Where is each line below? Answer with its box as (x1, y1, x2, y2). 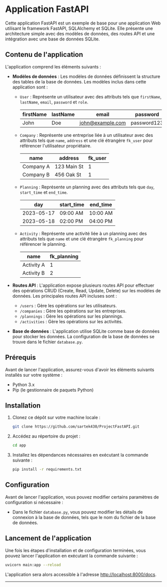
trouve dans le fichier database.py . (12, 339, 83, 345)
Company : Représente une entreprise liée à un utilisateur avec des (19, 132, 153, 138)
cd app (12, 443, 26, 448)
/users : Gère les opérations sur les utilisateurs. (19, 302, 117, 308)
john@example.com (79, 119, 126, 126)
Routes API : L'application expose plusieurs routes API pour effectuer (12, 282, 155, 288)
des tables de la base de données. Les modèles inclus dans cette (12, 78, 147, 84)
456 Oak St (54, 171, 82, 178)
